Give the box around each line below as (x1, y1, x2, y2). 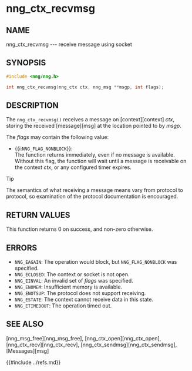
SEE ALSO (6, 319, 44, 329)
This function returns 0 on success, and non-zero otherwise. (6, 226, 153, 233)
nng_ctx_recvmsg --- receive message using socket (6, 41, 132, 48)
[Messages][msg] (6, 347, 49, 355)
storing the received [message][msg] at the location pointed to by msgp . (6, 122, 182, 130)
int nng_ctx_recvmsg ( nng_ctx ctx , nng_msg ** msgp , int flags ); (6, 84, 164, 90)
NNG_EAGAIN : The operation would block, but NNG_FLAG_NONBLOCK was (14, 259, 177, 265)
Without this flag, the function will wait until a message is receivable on (14, 158, 187, 165)
